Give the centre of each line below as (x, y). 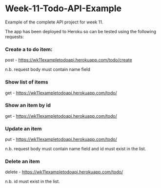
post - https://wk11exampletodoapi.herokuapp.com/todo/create (69, 60)
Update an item (24, 128)
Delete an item (22, 162)
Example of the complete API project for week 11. (54, 22)
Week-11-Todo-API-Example (63, 9)
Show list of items (27, 82)
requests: (15, 37)
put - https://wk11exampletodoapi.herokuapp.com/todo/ (61, 139)
